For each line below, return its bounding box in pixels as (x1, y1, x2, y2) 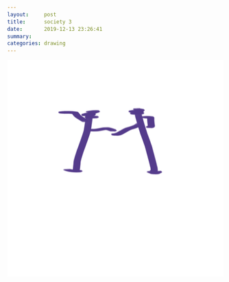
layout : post (7, 11, 57, 18)
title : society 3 (7, 18, 72, 25)
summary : (7, 33, 32, 40)
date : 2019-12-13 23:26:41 (7, 25, 103, 32)
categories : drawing (7, 40, 67, 47)
